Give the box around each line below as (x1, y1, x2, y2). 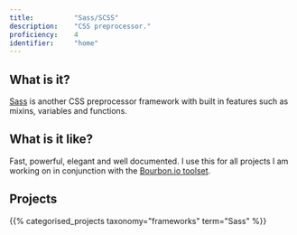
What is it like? (9, 132, 93, 147)
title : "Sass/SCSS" (9, 13, 119, 23)
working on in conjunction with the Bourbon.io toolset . (9, 164, 211, 176)
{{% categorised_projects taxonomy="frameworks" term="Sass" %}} (9, 215, 267, 226)
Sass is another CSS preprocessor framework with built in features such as (9, 96, 289, 107)
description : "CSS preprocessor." (9, 22, 152, 31)
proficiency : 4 (9, 30, 79, 39)
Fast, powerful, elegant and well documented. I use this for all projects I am (9, 155, 289, 166)
